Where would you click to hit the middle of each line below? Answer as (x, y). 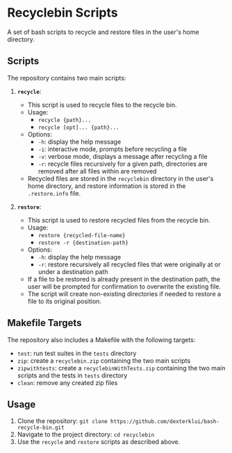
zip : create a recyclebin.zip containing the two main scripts (104, 360)
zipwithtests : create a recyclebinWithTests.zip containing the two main (121, 368)
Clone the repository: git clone (62, 421)
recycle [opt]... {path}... (78, 127)
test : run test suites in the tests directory (77, 353)
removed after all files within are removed (97, 171)
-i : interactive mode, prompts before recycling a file (113, 149)
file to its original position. (65, 301)
